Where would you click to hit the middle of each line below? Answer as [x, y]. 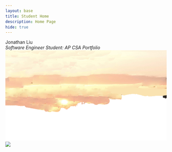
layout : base [19, 11]
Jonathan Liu [19, 42]
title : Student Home [27, 16]
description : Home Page [31, 21]
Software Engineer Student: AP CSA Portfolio [53, 48]
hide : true [17, 27]
